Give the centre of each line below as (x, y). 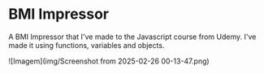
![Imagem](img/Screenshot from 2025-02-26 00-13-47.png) (109, 61)
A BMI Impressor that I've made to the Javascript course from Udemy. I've (132, 37)
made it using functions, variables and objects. (87, 45)
